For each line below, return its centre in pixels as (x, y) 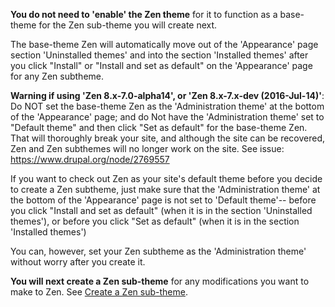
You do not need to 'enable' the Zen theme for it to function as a (144, 14)
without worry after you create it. (78, 262)
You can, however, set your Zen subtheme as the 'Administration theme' (158, 251)
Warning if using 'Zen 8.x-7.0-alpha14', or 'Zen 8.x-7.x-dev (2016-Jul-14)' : (167, 95)
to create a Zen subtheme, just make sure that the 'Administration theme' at (165, 189)
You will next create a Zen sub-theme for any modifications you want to (160, 281)
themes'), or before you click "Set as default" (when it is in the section (155, 221)
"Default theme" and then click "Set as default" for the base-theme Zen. (159, 127)
